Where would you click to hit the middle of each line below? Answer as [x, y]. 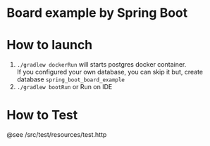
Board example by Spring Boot [97, 13]
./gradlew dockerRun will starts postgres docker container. [101, 65]
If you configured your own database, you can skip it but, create [110, 72]
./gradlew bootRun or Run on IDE [64, 87]
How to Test [42, 115]
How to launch [50, 45]
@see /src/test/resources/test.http [57, 135]
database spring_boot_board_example [70, 79]
